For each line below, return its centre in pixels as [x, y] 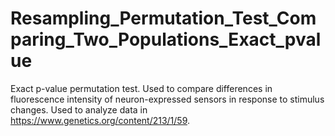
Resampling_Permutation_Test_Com [163, 18]
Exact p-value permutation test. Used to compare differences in [141, 88]
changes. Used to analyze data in [79, 109]
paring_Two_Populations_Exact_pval [166, 39]
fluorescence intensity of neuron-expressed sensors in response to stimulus [167, 99]
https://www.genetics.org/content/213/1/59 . [100, 120]
